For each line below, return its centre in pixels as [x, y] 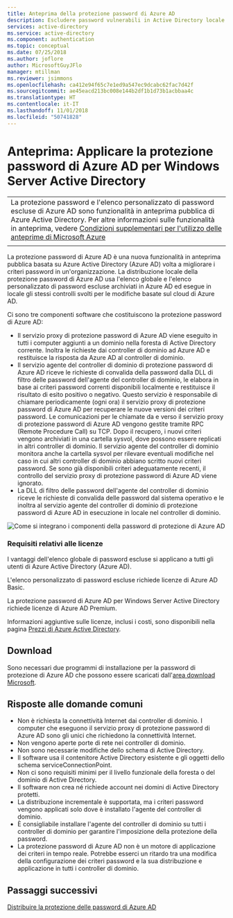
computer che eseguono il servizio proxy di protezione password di [113, 728]
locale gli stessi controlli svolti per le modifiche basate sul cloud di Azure [111, 293]
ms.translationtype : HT [42, 98]
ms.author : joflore [35, 59]
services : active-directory [48, 26]
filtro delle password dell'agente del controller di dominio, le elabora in [118, 379]
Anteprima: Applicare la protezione [110, 151]
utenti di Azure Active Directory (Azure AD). [69, 566]
